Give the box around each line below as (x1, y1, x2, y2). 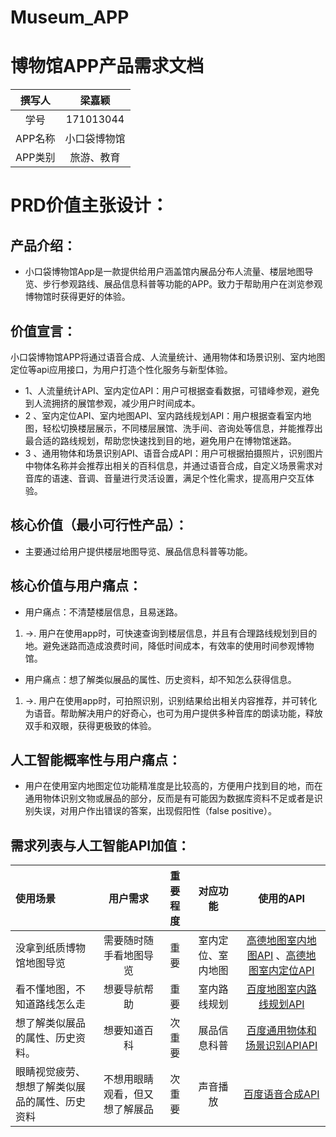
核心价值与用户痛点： (10, 577, 142, 595)
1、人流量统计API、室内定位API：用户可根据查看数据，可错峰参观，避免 (24, 384, 320, 396)
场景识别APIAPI (245, 1039, 318, 1053)
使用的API (258, 892, 306, 906)
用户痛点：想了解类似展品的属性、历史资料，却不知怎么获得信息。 (24, 673, 297, 685)
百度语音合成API (243, 1087, 320, 1101)
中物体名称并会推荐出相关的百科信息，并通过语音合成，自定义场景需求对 (24, 459, 323, 471)
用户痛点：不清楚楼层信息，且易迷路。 (24, 606, 183, 618)
